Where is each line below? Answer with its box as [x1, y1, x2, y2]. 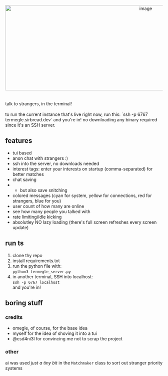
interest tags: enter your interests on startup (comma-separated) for [12, 165, 153, 172]
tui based [12, 150, 32, 156]
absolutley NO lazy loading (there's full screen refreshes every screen [12, 219, 157, 225]
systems [5, 365, 22, 371]
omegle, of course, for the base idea [12, 325, 88, 331]
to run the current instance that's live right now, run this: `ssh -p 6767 [5, 111, 148, 117]
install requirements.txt [12, 258, 60, 264]
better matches [12, 171, 44, 177]
